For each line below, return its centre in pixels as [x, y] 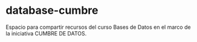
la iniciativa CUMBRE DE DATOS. [46, 33]
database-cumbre [52, 10]
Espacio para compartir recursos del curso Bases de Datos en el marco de [98, 27]
